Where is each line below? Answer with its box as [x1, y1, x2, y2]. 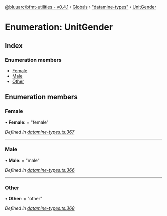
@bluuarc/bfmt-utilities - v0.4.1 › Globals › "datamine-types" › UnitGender [5, 4, 157, 10]
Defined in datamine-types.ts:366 [5, 167, 75, 173]
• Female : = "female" [5, 119, 49, 125]
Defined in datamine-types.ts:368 [5, 205, 75, 211]
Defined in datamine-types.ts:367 [5, 129, 75, 135]
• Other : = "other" [5, 196, 43, 202]
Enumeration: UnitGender [5, 22, 113, 33]
